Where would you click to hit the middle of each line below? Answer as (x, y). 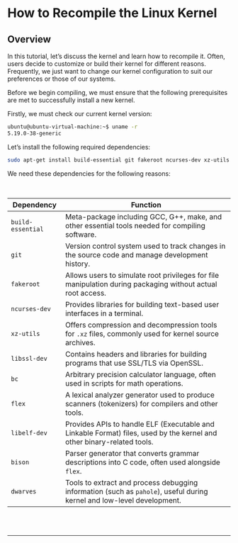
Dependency (34, 205)
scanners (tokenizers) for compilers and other (141, 403)
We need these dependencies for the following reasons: (89, 173)
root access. (85, 293)
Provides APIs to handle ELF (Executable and (140, 424)
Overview (29, 39)
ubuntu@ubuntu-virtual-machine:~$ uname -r (73, 127)
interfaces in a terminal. (104, 313)
